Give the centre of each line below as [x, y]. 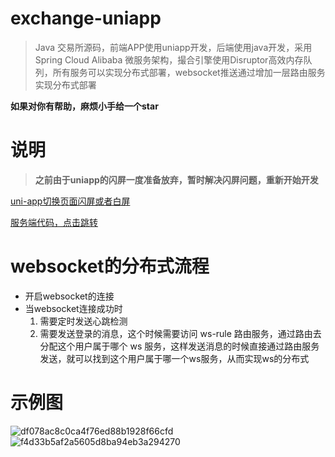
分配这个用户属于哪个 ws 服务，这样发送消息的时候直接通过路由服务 [179, 346]
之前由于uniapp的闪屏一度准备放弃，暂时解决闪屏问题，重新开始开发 [176, 179]
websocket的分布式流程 [110, 266]
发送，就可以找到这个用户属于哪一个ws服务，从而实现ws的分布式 [174, 358]
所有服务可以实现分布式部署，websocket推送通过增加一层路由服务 [189, 72]
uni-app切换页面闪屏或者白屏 [70, 201]
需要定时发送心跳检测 [83, 321]
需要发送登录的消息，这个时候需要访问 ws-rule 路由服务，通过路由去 [180, 333]
